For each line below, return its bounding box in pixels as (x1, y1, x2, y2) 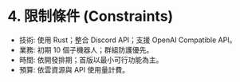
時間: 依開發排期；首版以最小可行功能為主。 (18, 55, 163, 64)
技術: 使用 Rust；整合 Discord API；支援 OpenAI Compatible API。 (18, 35, 237, 45)
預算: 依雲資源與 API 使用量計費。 (18, 64, 130, 74)
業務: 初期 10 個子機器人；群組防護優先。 (18, 45, 154, 54)
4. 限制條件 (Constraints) (7, 7, 174, 25)
